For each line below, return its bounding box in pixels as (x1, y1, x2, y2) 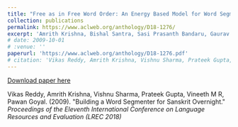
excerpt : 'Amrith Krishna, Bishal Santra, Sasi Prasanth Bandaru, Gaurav (7, 30, 230, 38)
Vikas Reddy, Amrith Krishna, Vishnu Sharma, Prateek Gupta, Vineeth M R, (7, 89, 225, 98)
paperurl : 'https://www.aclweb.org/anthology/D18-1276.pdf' (7, 50, 189, 57)
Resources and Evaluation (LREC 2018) (7, 112, 122, 121)
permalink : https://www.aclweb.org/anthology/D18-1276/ (7, 23, 176, 31)
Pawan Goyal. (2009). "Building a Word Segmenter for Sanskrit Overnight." (7, 97, 225, 106)
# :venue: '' (7, 43, 46, 50)
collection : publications (7, 17, 84, 24)
